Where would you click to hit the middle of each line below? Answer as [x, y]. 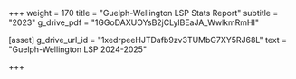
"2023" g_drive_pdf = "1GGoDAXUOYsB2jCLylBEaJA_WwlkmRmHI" [134, 22]
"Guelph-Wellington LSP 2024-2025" [77, 49]
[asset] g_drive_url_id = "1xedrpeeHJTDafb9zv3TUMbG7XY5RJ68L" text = [148, 40]
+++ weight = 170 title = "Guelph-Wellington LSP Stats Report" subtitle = [143, 13]
